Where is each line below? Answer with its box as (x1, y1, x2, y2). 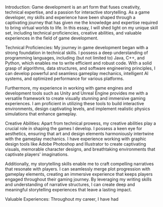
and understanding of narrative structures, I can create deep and (5, 182, 135, 187)
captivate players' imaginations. (5, 151, 69, 157)
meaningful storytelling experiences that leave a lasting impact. (5, 187, 132, 192)
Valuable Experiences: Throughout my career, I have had (5, 196, 119, 202)
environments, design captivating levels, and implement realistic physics (5, 106, 150, 112)
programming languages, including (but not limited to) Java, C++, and (5, 55, 145, 60)
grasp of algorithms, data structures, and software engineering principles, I (5, 65, 156, 71)
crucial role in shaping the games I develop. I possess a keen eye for (5, 126, 143, 131)
